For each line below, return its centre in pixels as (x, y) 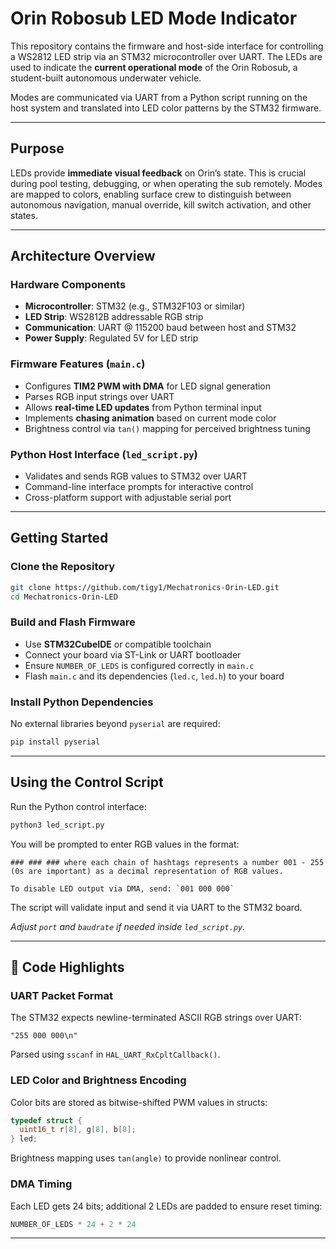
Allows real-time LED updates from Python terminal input (143, 407)
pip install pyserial (55, 742)
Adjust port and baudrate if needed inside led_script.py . (128, 926)
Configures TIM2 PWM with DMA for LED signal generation (148, 386)
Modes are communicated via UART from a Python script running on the (159, 97)
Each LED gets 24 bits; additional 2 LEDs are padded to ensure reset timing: (166, 1206)
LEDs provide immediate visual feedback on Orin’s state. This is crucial (158, 173)
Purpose (37, 148)
